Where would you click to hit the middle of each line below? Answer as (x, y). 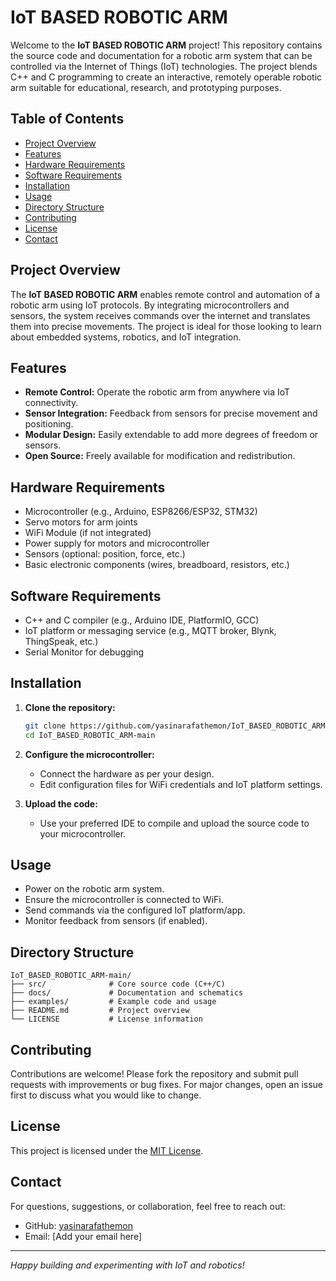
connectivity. (51, 403)
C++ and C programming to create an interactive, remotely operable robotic (166, 77)
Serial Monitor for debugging (84, 652)
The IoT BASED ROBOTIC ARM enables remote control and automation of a (165, 294)
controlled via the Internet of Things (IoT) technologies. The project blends (164, 66)
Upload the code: (61, 803)
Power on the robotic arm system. (94, 889)
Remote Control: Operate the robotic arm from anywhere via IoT (157, 392)
